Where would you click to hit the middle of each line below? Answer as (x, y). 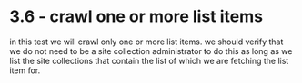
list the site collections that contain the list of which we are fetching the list (149, 60)
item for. (25, 70)
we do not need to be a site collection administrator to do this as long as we (151, 51)
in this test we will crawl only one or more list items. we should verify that (146, 41)
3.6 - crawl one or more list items (136, 17)
